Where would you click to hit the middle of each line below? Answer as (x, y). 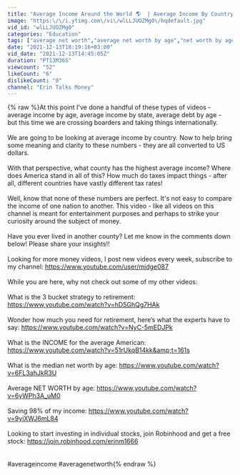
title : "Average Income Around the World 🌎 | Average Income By (108, 14)
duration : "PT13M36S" (40, 61)
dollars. (19, 153)
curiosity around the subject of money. (64, 221)
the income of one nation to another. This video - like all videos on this (111, 206)
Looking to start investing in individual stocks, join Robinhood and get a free (119, 434)
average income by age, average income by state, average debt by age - (114, 115)
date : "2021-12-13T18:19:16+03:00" (60, 47)
